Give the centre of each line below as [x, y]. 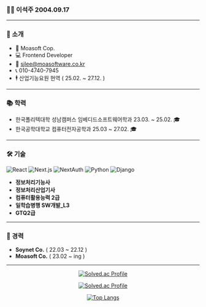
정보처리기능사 [32, 183]
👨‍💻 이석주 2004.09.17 [38, 9]
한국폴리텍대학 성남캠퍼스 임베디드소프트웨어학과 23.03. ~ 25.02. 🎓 [98, 119]
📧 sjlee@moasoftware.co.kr [50, 64]
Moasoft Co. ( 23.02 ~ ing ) [50, 256]
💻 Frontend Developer [44, 55]
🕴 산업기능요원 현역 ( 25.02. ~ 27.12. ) [60, 78]
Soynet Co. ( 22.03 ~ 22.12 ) [51, 250]
